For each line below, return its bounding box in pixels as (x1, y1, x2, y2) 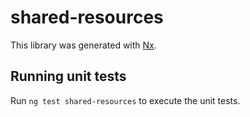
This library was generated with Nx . (10, 39, 157, 51)
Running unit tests (10, 68, 127, 85)
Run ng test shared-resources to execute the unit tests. (10, 94, 241, 106)
